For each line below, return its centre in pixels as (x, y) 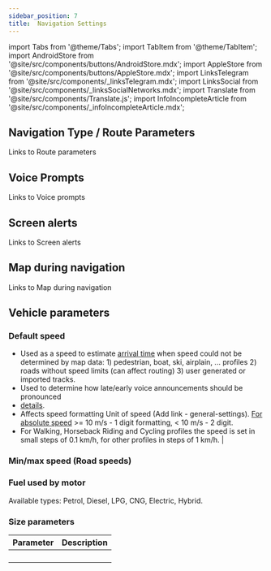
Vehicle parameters (59, 313)
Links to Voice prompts (47, 197)
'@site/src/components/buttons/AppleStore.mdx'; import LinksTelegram (129, 72)
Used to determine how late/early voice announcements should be (131, 388)
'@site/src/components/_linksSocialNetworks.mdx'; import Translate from (132, 89)
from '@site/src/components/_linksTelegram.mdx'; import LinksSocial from (133, 81)
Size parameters (41, 521)
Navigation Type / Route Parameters (102, 132)
